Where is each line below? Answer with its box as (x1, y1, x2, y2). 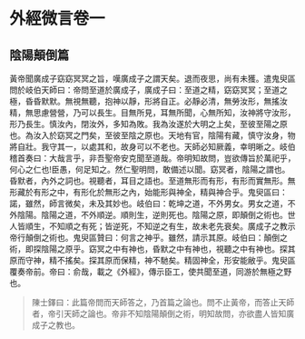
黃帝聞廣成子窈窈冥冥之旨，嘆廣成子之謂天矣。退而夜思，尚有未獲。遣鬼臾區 (9, 74, 296, 84)
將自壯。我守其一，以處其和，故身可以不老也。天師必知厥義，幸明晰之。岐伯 (9, 142, 296, 152)
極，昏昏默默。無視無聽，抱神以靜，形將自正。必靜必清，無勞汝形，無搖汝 (9, 96, 288, 106)
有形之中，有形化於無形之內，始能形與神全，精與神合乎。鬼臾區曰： (33, 187, 288, 197)
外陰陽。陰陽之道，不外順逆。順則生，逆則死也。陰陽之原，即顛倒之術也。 (9, 210, 288, 220)
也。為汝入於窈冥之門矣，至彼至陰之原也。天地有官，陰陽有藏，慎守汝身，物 (9, 130, 296, 141)
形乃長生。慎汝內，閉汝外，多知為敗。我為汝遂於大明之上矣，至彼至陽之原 (9, 119, 288, 129)
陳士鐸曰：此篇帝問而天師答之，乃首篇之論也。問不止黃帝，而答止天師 (31, 297, 295, 307)
